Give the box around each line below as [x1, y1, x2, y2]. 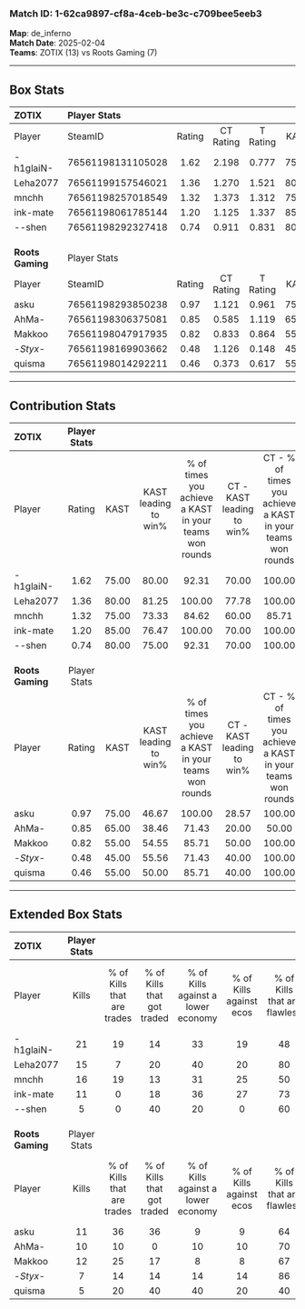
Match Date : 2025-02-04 [9, 37, 106, 48]
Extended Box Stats [9, 907, 123, 923]
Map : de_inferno [9, 28, 72, 39]
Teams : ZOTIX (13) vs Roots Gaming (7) [9, 47, 158, 58]
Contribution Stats [9, 398, 116, 414]
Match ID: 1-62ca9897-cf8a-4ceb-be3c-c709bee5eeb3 [9, 7, 262, 20]
